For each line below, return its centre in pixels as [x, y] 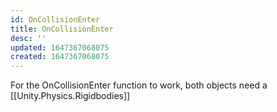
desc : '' [28, 38]
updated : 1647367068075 [60, 47]
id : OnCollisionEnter [55, 19]
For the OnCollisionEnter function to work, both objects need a [139, 85]
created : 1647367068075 [60, 57]
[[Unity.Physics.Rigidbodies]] [70, 96]
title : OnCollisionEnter [62, 29]
